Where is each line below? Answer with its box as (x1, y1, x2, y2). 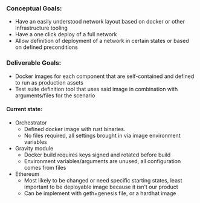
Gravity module (15, 144, 54, 152)
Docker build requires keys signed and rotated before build (24, 151, 171, 158)
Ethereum (15, 170, 39, 178)
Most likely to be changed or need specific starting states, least (24, 176, 182, 184)
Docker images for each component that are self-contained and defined (15, 72, 195, 80)
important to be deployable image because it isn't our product (24, 183, 178, 190)
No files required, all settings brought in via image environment (24, 132, 181, 139)
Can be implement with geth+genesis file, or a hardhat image (24, 189, 176, 197)
